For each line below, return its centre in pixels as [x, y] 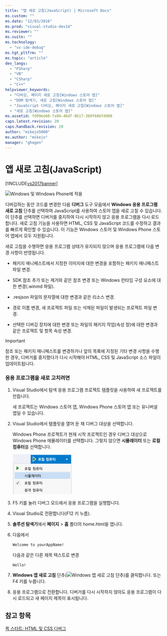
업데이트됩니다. [20, 364]
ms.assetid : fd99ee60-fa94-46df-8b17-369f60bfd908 [59, 116]
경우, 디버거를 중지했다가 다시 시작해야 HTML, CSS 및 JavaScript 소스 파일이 [85, 357]
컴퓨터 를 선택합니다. [32, 447]
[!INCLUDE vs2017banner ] [32, 184]
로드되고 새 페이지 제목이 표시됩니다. [53, 598]
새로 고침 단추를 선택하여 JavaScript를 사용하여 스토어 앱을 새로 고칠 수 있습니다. [84, 211]
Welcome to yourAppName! [38, 545]
